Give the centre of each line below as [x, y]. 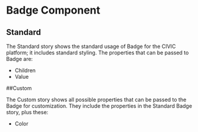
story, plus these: [27, 112]
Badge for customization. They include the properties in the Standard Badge [99, 106]
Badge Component [53, 10]
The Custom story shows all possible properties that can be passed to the [96, 99]
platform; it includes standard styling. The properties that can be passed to [98, 53]
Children [25, 70]
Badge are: [20, 59]
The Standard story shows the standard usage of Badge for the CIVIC [91, 46]
